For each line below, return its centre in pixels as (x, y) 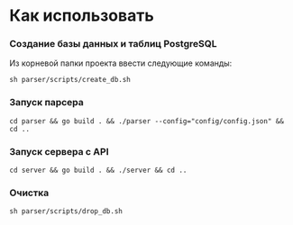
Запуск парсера (46, 103)
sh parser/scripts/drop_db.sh (66, 211)
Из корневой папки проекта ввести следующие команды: (121, 63)
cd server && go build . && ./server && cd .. (98, 171)
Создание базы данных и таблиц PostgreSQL (113, 44)
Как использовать (82, 16)
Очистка (29, 193)
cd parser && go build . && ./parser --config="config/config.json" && (146, 121)
